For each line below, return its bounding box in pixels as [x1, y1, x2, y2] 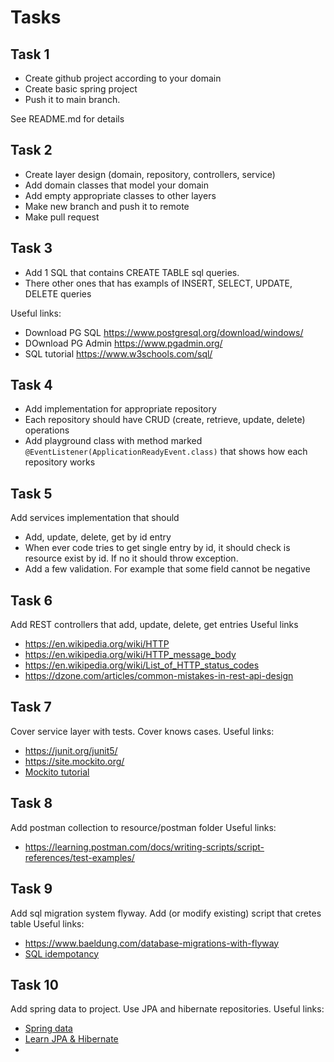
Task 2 [10, 142, 53, 159]
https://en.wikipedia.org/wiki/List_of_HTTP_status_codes [24, 659, 260, 671]
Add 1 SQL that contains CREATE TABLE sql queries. [24, 266, 240, 278]
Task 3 [10, 240, 53, 257]
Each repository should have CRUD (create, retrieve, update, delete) [24, 414, 306, 426]
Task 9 [10, 881, 53, 898]
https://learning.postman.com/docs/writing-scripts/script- [24, 841, 265, 853]
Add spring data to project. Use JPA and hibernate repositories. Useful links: [10, 1003, 325, 1015]
